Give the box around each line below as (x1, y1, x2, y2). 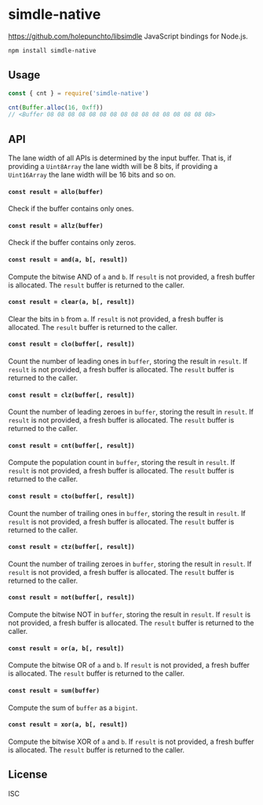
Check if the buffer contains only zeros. (8, 238, 137, 247)
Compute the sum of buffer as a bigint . (8, 703, 138, 712)
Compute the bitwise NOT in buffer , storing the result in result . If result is (8, 610, 251, 620)
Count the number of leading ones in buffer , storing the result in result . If (8, 357, 248, 366)
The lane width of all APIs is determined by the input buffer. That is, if (8, 153, 232, 163)
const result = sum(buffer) (8, 686, 100, 694)
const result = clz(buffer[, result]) (8, 391, 135, 399)
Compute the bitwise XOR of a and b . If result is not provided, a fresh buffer (8, 737, 254, 746)
